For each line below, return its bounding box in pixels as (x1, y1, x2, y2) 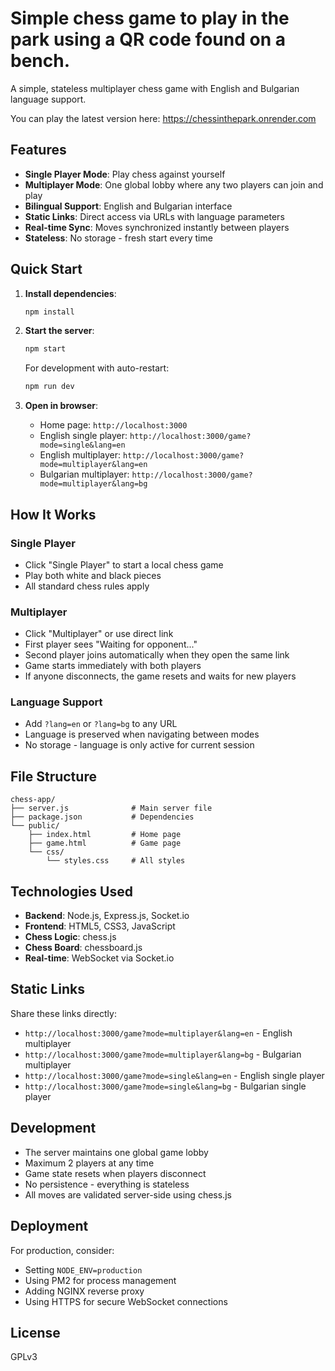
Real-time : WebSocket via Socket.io (24, 952, 175, 964)
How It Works (10, 506, 97, 523)
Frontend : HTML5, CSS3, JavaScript (24, 920, 176, 932)
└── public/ (10, 821, 60, 831)
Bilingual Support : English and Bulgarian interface (24, 200, 233, 212)
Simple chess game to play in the (10, 7, 290, 30)
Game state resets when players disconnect (24, 1167, 207, 1179)
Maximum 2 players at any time (24, 1157, 155, 1169)
